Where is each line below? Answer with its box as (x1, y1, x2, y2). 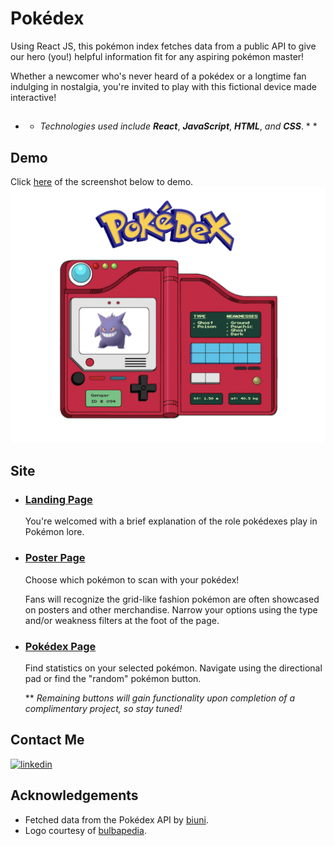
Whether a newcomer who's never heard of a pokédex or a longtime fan (10, 70, 307, 82)
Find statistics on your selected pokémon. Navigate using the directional (24, 662, 323, 674)
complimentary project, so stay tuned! (24, 702, 183, 714)
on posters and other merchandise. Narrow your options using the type (24, 603, 318, 616)
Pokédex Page (24, 639, 97, 653)
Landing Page (24, 492, 93, 506)
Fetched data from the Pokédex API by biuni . (24, 813, 209, 826)
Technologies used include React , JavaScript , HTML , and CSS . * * (39, 120, 318, 132)
